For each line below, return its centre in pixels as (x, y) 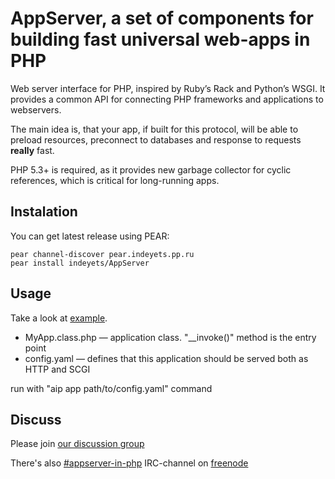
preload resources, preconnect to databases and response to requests (156, 139)
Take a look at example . (59, 318)
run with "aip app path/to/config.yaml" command (111, 388)
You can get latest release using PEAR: (90, 236)
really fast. (32, 150)
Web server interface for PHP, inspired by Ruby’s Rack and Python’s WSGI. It (168, 88)
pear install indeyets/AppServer (80, 263)
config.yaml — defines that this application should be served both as (166, 358)
